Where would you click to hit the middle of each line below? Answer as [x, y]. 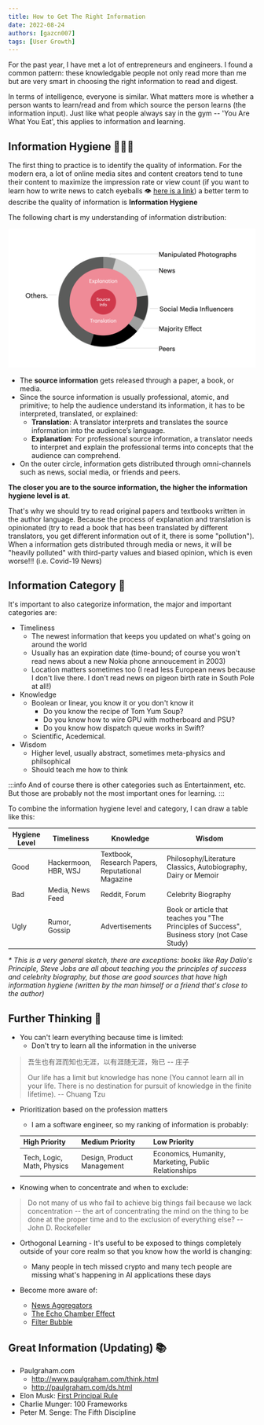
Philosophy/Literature [201, 858]
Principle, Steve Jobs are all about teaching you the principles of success [128, 969]
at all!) [41, 687]
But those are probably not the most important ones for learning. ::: [117, 793]
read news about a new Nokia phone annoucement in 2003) [128, 661]
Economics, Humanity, [189, 1153]
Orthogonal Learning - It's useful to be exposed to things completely [130, 1243]
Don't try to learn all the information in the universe [114, 1046]
